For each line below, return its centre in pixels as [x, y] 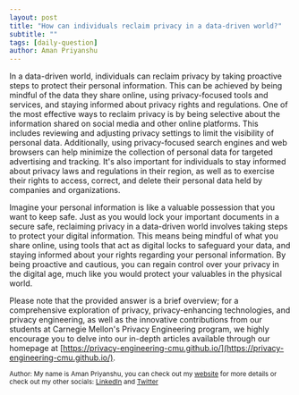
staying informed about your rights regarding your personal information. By [148, 255]
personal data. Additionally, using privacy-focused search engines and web [149, 143]
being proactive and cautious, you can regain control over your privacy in [144, 265]
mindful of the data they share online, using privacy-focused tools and [139, 96]
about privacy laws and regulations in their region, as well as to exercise [142, 172]
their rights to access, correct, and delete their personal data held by [136, 181]
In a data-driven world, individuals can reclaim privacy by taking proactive [145, 76]
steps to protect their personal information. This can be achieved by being [146, 86]
